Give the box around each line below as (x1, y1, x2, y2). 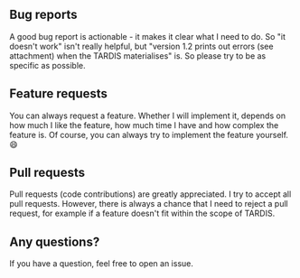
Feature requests (9, 86, 108, 102)
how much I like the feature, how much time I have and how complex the (9, 119, 279, 130)
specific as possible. (9, 60, 86, 70)
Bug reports (9, 7, 79, 23)
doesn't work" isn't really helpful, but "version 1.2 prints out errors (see (9, 41, 274, 51)
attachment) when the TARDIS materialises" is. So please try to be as (9, 50, 267, 61)
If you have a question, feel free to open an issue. (9, 258, 194, 269)
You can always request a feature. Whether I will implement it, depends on (9, 110, 286, 121)
